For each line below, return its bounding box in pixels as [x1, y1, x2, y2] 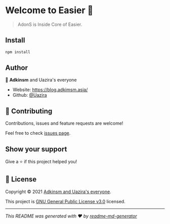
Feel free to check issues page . [5, 130, 71, 136]
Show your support [5, 144, 67, 154]
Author [5, 63, 28, 72]
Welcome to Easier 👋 [5, 5, 94, 16]
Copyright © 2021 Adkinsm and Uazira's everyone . [5, 189, 111, 195]
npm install [5, 49, 30, 55]
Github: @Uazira [12, 92, 47, 98]
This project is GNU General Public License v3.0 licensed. [5, 198, 125, 204]
